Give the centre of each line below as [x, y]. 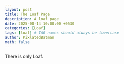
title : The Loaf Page [28, 14]
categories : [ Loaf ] [25, 28]
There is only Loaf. [24, 56]
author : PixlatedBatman [30, 38]
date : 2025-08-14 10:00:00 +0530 [40, 24]
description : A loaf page [32, 19]
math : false [17, 42]
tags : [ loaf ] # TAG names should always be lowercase [62, 33]
